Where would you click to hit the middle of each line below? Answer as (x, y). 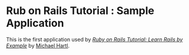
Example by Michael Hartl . (38, 46)
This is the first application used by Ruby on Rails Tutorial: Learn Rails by (94, 39)
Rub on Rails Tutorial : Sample (80, 11)
